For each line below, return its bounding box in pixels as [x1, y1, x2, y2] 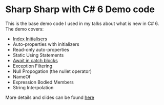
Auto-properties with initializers [12, 41, 79, 47]
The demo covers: [5, 25, 44, 32]
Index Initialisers [12, 36, 48, 42]
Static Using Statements [12, 52, 64, 58]
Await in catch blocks [12, 57, 58, 63]
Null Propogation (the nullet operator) [12, 68, 92, 74]
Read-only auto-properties [12, 46, 69, 52]
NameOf [12, 73, 31, 80]
